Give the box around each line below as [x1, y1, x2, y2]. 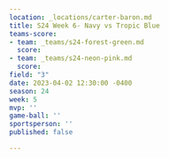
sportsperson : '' [9, 120, 73, 129]
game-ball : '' [9, 111, 62, 120]
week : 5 [9, 94, 38, 104]
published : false [9, 128, 73, 137]
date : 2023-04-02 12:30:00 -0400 [9, 79, 133, 87]
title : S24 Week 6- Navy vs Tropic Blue [9, 21, 161, 30]
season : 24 [9, 87, 50, 95]
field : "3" [9, 71, 50, 79]
